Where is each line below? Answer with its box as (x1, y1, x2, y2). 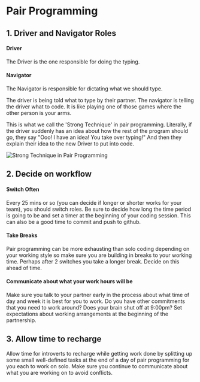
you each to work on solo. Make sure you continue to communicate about (6, 362, 188, 369)
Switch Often (6, 186, 40, 193)
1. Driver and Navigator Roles (6, 28, 117, 38)
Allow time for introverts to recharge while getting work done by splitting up (6, 350, 193, 357)
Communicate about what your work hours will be (6, 278, 133, 285)
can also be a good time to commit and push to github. (6, 218, 141, 225)
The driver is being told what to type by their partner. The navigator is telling (6, 96, 195, 104)
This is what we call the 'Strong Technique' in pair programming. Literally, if (6, 121, 192, 128)
